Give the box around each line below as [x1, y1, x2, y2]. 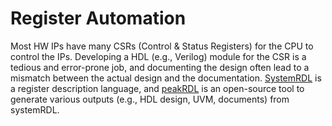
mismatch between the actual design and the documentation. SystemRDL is [10, 72, 322, 84]
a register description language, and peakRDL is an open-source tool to [10, 82, 305, 94]
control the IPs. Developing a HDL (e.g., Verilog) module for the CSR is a [10, 50, 307, 62]
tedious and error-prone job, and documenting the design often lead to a [10, 61, 310, 73]
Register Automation [10, 7, 187, 30]
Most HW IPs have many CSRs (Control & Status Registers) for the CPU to [10, 40, 314, 52]
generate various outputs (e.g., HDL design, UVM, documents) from [10, 93, 290, 105]
